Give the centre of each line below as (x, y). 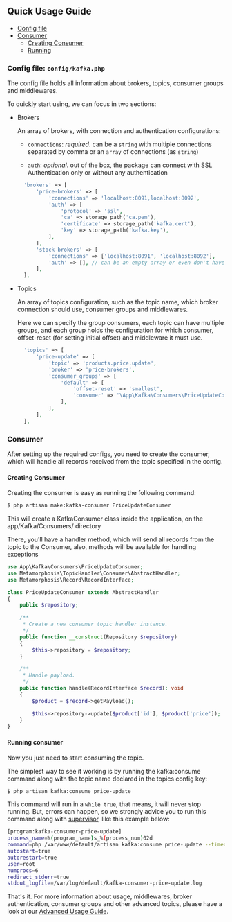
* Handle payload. (49, 675)
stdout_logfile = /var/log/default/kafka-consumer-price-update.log (105, 883)
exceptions (23, 555)
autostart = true (29, 851)
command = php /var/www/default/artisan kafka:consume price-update (105, 845)
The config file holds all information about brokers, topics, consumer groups (115, 83)
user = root (21, 864)
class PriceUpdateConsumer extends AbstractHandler (83, 592)
